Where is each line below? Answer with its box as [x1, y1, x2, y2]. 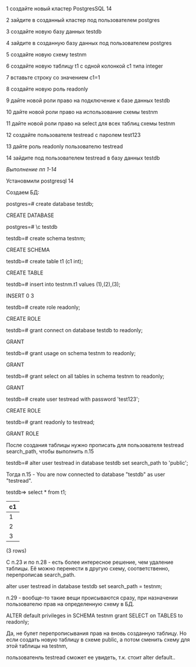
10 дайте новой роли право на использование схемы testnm [6, 108, 158, 115]
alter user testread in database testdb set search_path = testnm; [6, 583, 162, 589]
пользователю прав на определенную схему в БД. [6, 601, 135, 607]
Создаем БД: [6, 189, 40, 196]
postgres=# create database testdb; [6, 200, 94, 207]
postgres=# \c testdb [6, 224, 58, 230]
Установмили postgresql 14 [6, 177, 74, 184]
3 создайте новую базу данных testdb [6, 28, 102, 35]
